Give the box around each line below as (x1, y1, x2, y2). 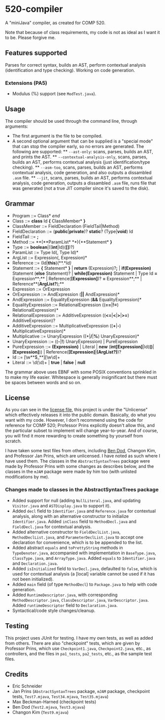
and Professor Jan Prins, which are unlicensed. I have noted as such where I (5, 453, 160, 459)
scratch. (5, 438, 22, 444)
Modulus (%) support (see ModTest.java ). (12, 91, 97, 97)
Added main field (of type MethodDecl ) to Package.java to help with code (12, 581, 158, 587)
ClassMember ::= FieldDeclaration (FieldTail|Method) (12, 223, 120, 229)
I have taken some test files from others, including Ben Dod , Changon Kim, (5, 448, 157, 454)
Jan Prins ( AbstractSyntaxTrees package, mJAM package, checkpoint (12, 688, 150, 694)
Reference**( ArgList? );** (12, 281, 64, 287)
